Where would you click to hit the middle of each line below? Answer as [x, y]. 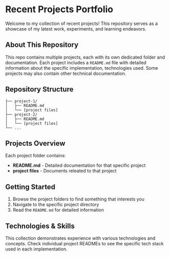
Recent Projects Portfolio [59, 9]
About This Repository [42, 45]
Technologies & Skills [40, 226]
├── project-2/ [21, 115]
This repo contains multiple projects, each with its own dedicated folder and [85, 57]
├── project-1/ [21, 101]
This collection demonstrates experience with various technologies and [80, 238]
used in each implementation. [36, 249]
